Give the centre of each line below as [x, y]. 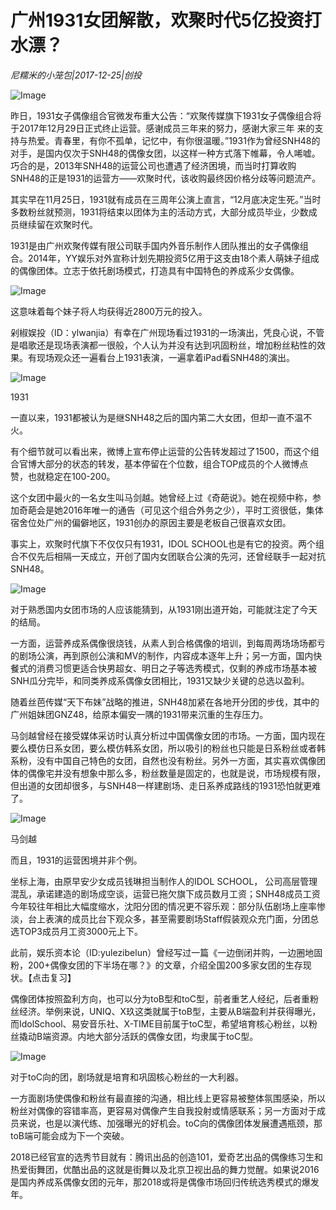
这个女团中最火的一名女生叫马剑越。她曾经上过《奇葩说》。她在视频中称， [161, 497]
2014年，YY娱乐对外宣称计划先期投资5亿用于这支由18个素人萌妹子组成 [173, 258]
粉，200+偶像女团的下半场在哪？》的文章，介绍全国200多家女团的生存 [156, 965]
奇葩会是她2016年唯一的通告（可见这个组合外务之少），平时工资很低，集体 [171, 510]
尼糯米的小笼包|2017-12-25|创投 [76, 75]
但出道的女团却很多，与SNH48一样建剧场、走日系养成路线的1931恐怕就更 [161, 785]
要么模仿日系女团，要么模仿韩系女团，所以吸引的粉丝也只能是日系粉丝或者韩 [168, 748]
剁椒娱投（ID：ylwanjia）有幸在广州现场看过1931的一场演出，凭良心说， [159, 332]
